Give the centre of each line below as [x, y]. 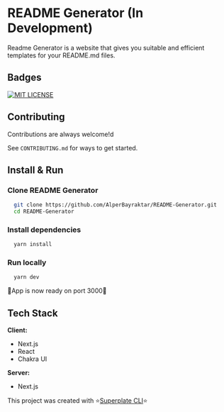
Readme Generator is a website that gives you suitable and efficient [106, 48]
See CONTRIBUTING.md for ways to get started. [73, 147]
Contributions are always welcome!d [61, 134]
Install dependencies [44, 230]
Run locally [27, 262]
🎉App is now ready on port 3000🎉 [57, 291]
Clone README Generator [53, 190]
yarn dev [27, 277]
